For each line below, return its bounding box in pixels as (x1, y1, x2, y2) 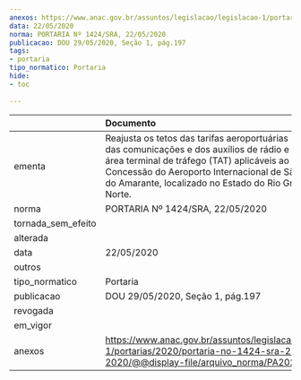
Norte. (105, 187, 132, 200)
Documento (105, 117, 157, 129)
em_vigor (13, 319, 52, 332)
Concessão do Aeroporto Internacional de (105, 165, 282, 177)
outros (13, 261, 42, 273)
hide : (9, 72, 30, 81)
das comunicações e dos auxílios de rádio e (105, 142, 289, 155)
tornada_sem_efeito (13, 217, 97, 229)
